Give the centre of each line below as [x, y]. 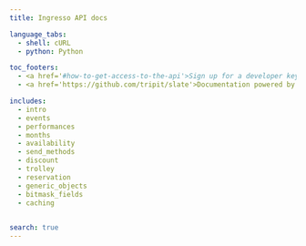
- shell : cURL [44, 43]
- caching [36, 203]
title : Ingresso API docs [58, 18]
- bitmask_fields [51, 194]
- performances [46, 127]
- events [34, 118]
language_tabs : [38, 34]
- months [34, 135]
